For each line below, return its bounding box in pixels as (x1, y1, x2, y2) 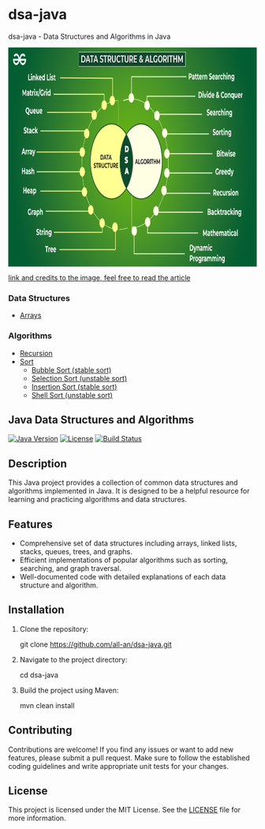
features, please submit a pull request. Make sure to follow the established (8, 752, 250, 763)
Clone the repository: (19, 624, 89, 633)
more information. (8, 813, 66, 823)
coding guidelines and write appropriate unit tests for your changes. (8, 761, 229, 771)
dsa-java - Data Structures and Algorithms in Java (8, 32, 171, 41)
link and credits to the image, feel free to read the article (8, 272, 191, 282)
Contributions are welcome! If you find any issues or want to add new (8, 745, 234, 754)
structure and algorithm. (19, 580, 99, 590)
